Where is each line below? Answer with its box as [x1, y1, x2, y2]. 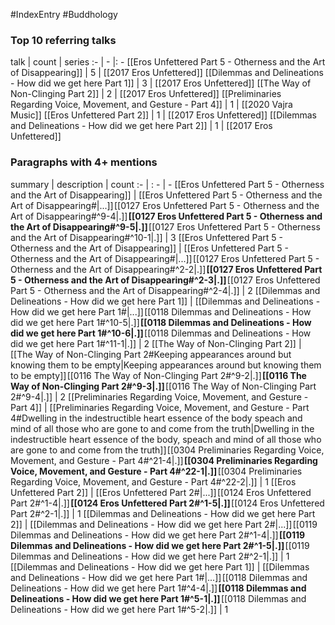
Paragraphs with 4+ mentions [10, 155, 158, 169]
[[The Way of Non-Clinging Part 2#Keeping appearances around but [10, 348, 292, 360]
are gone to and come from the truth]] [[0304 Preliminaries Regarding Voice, [10, 444, 325, 456]
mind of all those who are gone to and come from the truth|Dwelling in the [10, 422, 315, 434]
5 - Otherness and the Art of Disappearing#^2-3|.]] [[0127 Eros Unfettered [10, 274, 321, 286]
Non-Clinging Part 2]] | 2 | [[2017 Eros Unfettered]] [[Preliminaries [10, 88, 282, 100]
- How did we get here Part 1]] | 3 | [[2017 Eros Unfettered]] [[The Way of [10, 77, 312, 89]
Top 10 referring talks [10, 33, 117, 47]
